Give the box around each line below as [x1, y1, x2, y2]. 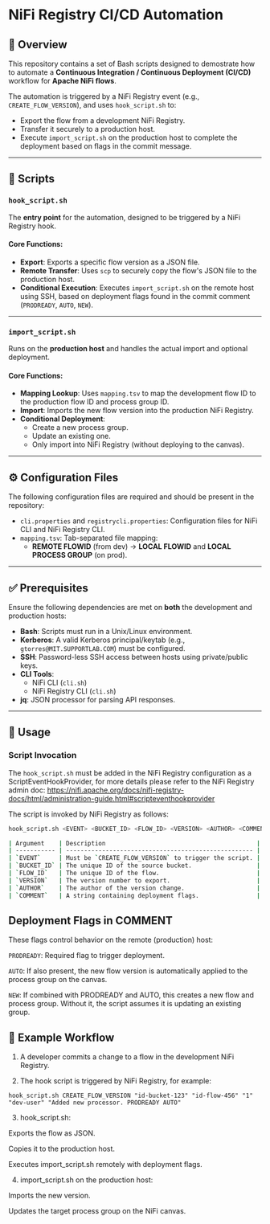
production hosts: [8, 611, 67, 620]
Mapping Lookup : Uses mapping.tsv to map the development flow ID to [19, 388, 256, 399]
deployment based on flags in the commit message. [19, 141, 192, 150]
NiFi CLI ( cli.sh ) [31, 677, 88, 688]
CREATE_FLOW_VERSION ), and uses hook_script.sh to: [8, 100, 177, 109]
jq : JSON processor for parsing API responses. [19, 695, 175, 705]
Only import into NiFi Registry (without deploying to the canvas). [31, 440, 245, 449]
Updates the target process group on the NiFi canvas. [8, 1206, 186, 1216]
